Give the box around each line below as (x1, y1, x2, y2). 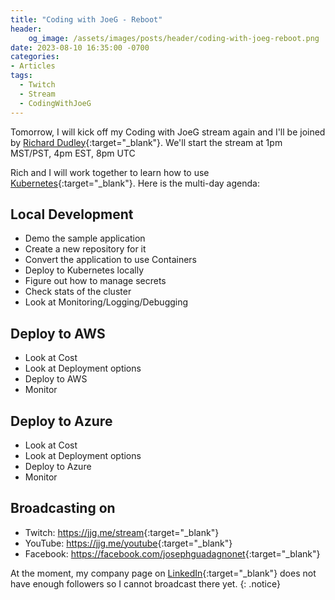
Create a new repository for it (24, 243, 147, 255)
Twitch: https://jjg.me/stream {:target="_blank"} (24, 526, 220, 538)
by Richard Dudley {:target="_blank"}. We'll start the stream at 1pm (10, 136, 283, 148)
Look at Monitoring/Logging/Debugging (24, 296, 189, 308)
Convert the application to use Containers (24, 254, 197, 266)
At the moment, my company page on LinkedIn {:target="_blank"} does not (10, 567, 317, 579)
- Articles (10, 61, 56, 71)
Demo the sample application (24, 232, 146, 245)
